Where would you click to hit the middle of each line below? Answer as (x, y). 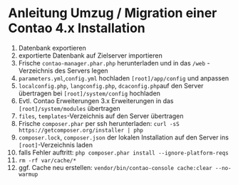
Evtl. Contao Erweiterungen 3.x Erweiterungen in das (96, 100)
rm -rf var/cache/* (47, 160)
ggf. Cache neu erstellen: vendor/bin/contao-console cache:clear (115, 167)
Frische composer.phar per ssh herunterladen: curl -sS (99, 123)
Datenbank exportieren (52, 48)
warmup (28, 174)
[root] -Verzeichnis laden (56, 144)
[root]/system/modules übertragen (69, 108)
